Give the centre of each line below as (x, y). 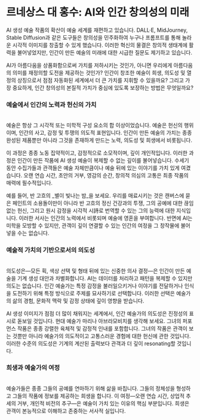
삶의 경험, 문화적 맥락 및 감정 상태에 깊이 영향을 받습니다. (78, 301)
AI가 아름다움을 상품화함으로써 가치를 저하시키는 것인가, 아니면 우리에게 (89, 65)
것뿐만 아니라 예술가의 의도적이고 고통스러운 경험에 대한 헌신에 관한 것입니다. (101, 336)
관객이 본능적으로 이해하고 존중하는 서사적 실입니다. (66, 410)
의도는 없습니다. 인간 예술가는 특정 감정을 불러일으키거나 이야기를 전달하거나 (95, 286)
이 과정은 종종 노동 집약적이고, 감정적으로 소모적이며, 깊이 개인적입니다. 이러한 (97, 153)
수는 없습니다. (33, 233)
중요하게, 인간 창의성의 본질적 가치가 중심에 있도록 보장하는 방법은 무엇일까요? (103, 87)
